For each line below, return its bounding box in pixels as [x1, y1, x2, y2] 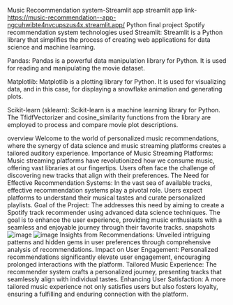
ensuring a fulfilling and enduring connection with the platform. [7, 290, 188, 298]
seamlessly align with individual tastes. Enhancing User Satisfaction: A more [7, 275, 226, 283]
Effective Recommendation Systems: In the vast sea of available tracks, [7, 179, 213, 187]
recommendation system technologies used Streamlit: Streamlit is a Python [7, 28, 223, 36]
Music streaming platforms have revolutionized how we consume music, [7, 156, 215, 165]
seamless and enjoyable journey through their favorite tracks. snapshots [7, 223, 215, 231]
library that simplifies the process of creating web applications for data [7, 36, 211, 44]
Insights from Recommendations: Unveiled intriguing [59, 230, 211, 239]
